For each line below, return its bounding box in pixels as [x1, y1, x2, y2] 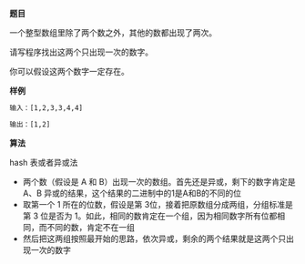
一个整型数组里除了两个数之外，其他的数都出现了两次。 [9, 27, 217, 38]
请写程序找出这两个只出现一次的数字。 [9, 46, 153, 57]
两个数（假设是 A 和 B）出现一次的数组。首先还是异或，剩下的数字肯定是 [22, 176, 296, 187]
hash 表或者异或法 [9, 157, 78, 168]
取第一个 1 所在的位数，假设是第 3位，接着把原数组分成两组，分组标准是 [22, 198, 293, 209]
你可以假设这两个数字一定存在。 [9, 66, 129, 76]
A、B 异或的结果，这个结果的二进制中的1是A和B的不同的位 [22, 188, 242, 198]
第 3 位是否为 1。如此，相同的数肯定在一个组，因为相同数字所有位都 [22, 210, 278, 221]
